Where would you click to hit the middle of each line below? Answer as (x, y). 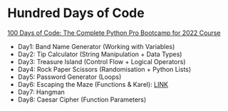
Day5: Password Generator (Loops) (69, 77)
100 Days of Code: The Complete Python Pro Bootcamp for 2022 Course (114, 33)
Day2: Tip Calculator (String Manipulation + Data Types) (100, 54)
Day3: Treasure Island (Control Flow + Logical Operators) (102, 61)
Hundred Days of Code (76, 13)
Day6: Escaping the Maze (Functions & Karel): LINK (93, 84)
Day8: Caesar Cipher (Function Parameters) (82, 99)
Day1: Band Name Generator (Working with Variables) (96, 46)
